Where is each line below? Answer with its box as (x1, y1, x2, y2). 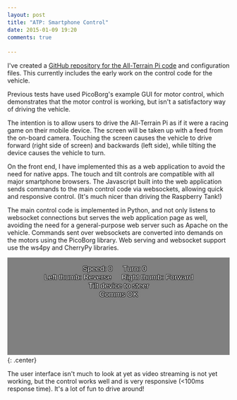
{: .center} (7, 356, 37, 364)
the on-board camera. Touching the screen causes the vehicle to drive (7, 134, 213, 143)
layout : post (7, 11, 46, 18)
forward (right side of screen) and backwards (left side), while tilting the (7, 141, 217, 150)
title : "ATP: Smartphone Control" (7, 18, 109, 26)
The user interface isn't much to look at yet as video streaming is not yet (7, 369, 218, 377)
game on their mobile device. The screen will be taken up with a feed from (7, 126, 224, 135)
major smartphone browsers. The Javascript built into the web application (7, 177, 222, 186)
